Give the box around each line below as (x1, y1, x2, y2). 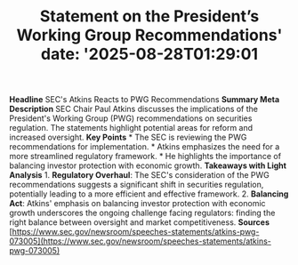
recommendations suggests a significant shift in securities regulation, (9, 180, 264, 190)
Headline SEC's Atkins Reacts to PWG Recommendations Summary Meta (9, 94, 280, 105)
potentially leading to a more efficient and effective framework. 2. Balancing (9, 189, 289, 199)
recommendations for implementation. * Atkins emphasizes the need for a (9, 141, 280, 152)
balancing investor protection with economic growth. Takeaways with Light (9, 160, 287, 171)
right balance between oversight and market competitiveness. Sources (9, 217, 270, 228)
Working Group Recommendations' (16, 25, 283, 45)
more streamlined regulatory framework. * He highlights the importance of (9, 151, 282, 162)
